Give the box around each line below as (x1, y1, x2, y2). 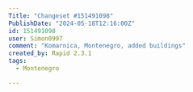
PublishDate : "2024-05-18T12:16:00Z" (8, 19, 136, 27)
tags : (8, 57, 27, 65)
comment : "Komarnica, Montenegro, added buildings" (8, 42, 186, 50)
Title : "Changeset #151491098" (8, 11, 114, 20)
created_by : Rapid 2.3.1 (8, 49, 92, 57)
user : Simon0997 (8, 34, 63, 43)
